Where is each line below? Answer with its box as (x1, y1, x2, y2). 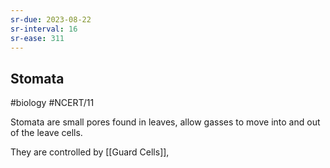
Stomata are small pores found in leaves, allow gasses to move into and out (10, 116, 321, 128)
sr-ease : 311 (10, 33, 65, 43)
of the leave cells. (10, 127, 83, 139)
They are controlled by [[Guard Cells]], (10, 146, 170, 158)
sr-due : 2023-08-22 (10, 14, 92, 25)
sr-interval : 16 (10, 24, 78, 34)
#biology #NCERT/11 (10, 97, 95, 109)
